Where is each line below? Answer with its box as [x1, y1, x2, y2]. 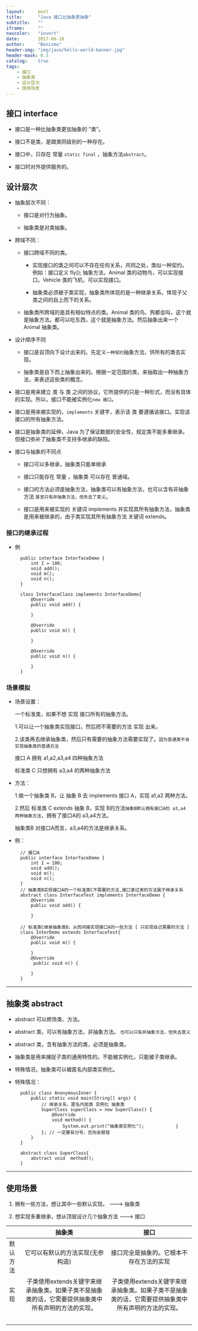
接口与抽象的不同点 [14, 448, 62, 455]
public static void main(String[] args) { [30, 1095, 137, 1101]
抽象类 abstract [6, 999, 63, 1009]
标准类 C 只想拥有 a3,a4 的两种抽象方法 [14, 767, 111, 774]
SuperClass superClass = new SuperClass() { [41, 1106, 153, 1112]
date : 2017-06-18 [6, 36, 65, 42]
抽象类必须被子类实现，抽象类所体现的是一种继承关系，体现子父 [32, 288, 187, 295]
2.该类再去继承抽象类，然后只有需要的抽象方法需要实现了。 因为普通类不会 [14, 735, 190, 743]
